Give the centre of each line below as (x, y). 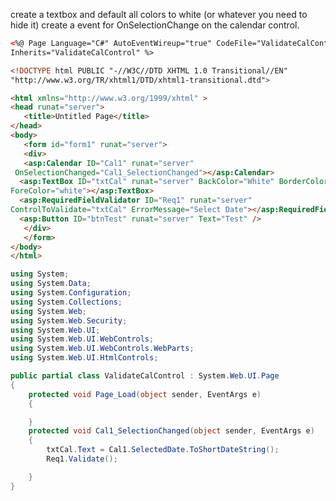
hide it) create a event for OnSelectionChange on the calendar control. (155, 25)
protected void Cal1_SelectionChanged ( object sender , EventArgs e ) (171, 431)
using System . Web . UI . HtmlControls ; (84, 358)
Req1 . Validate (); (82, 459)
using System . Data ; (51, 284)
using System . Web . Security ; (69, 320)
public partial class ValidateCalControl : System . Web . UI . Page (145, 376)
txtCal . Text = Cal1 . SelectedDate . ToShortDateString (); (163, 450)
